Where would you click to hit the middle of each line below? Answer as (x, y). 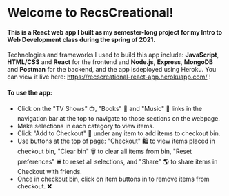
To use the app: (30, 92)
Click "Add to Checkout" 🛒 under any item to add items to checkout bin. (119, 133)
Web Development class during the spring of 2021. (81, 39)
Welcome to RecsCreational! (90, 13)
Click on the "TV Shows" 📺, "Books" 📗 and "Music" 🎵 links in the (109, 108)
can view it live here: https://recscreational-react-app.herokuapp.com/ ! (109, 77)
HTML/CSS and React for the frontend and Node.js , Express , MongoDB (110, 62)
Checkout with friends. (50, 171)
